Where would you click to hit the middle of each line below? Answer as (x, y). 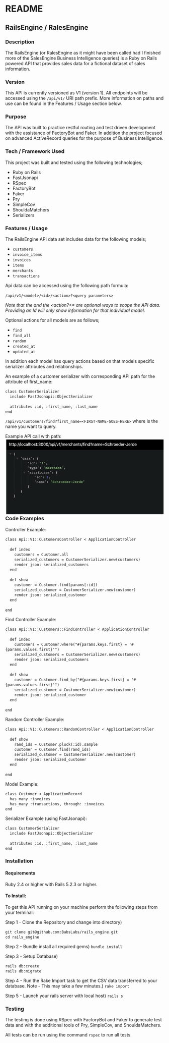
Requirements (20, 873)
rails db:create (22, 966)
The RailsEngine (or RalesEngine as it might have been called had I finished (83, 52)
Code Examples (25, 519)
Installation (19, 861)
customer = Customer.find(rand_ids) (53, 749)
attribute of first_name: (29, 382)
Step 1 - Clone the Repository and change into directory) (64, 922)
